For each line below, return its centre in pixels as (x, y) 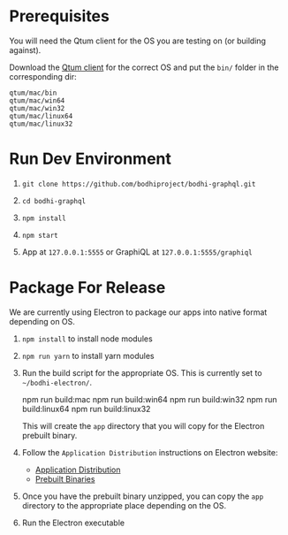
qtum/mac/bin (33, 93)
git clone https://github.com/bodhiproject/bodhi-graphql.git (139, 184)
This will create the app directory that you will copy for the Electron (143, 425)
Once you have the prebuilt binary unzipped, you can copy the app (143, 496)
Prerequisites (60, 16)
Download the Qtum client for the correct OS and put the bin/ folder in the (144, 67)
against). (25, 50)
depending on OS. (42, 321)
